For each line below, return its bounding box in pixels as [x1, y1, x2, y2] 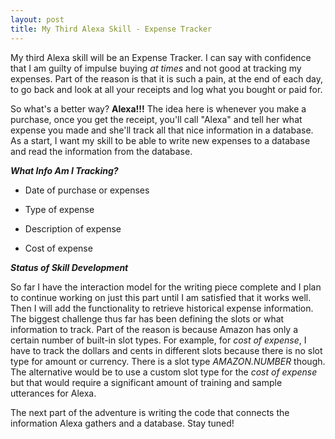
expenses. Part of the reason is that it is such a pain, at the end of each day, [10, 72, 324, 85]
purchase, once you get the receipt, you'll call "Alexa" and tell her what [10, 113, 303, 125]
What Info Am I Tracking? [10, 164, 119, 176]
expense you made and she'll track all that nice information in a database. [10, 124, 314, 136]
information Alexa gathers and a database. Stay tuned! [10, 417, 235, 429]
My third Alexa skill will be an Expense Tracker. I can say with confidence [10, 51, 312, 63]
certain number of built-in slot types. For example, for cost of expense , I [10, 334, 307, 346]
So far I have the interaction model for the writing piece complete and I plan [10, 281, 322, 293]
